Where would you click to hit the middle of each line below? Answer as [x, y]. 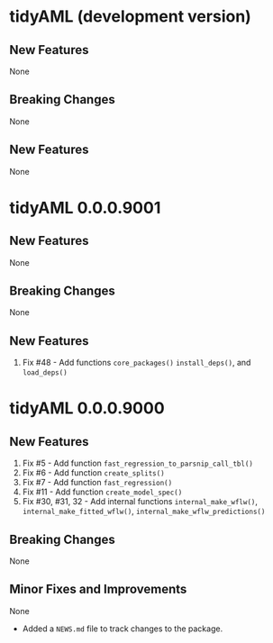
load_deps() [45, 373]
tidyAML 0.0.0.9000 [87, 408]
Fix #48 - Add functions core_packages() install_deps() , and [136, 363]
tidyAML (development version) [131, 17]
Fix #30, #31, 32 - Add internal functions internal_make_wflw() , [140, 502]
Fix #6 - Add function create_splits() [93, 473]
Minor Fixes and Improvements [98, 589]
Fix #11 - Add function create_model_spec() [102, 492]
